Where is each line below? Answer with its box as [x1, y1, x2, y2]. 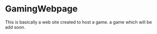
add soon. [5, 24, 26, 30]
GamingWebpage [5, 3, 78, 14]
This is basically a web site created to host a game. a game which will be [5, 19, 152, 25]
